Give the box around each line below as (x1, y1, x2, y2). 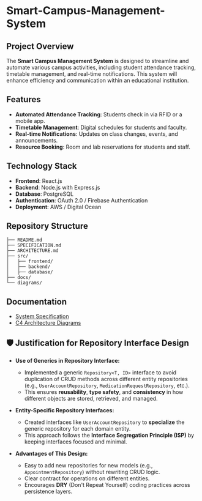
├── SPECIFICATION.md (6, 242, 62, 248)
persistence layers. (24, 488, 73, 495)
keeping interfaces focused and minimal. (24, 438, 127, 445)
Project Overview (6, 41, 74, 51)
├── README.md (6, 237, 43, 243)
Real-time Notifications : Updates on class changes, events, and (15, 130, 179, 138)
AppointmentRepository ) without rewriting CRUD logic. (24, 469, 160, 476)
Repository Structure (6, 221, 89, 231)
